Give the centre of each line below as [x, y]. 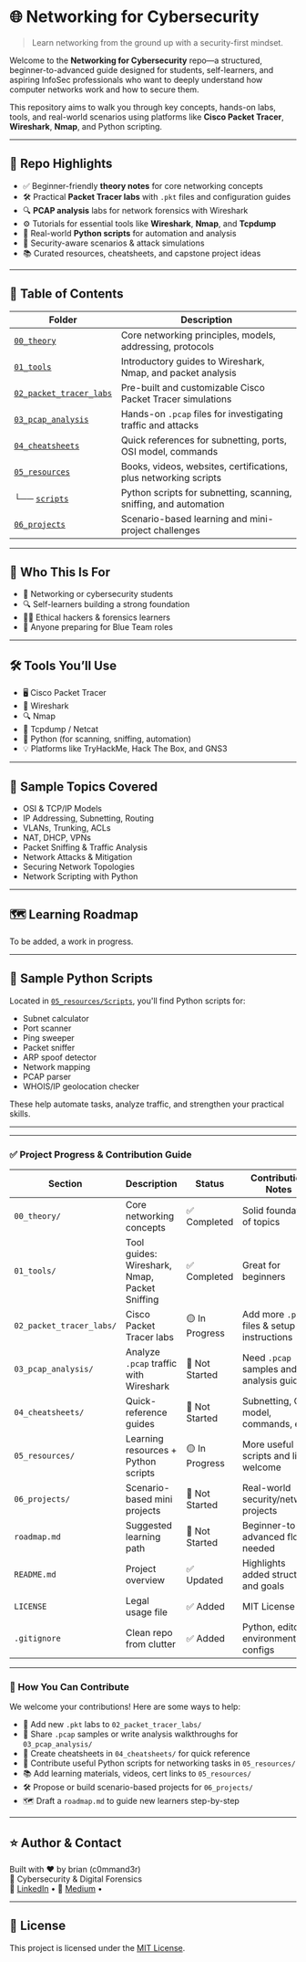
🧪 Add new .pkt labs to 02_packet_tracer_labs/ [112, 1725]
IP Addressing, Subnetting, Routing [88, 818]
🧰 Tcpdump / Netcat [60, 729]
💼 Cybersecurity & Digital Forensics [76, 1879]
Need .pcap [267, 1358]
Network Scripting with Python [80, 876]
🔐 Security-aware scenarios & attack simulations [113, 243]
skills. [20, 1113]
